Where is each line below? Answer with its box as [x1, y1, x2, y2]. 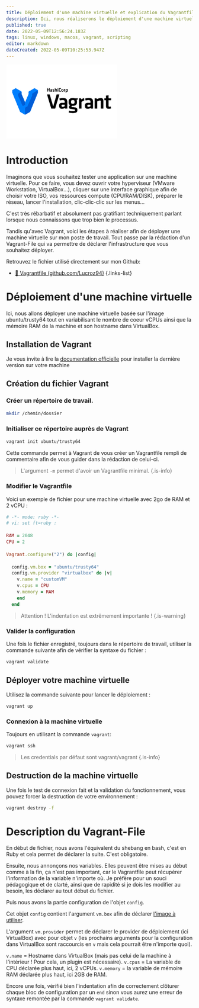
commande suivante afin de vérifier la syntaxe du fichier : [6, 647, 147, 654]
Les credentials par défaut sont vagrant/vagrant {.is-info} [20, 753, 161, 760]
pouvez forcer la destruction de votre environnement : [6, 792, 138, 800]
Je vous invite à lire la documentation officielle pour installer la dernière [6, 355, 181, 362]
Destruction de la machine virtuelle [6, 771, 139, 781]
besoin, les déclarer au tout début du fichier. [6, 887, 114, 894]
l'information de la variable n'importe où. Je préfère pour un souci [6, 875, 167, 882]
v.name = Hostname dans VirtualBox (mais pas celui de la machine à [6, 952, 172, 959]
